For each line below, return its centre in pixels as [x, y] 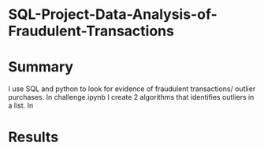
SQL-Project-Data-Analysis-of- [113, 15]
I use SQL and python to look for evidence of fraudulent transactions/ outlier [132, 89]
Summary [41, 67]
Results [33, 137]
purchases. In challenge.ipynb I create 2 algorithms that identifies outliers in [131, 97]
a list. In [21, 106]
